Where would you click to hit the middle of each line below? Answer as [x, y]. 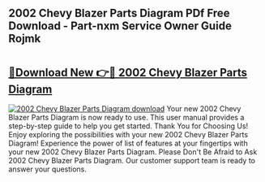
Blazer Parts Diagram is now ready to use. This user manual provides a [126, 117]
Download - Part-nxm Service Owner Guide [120, 26]
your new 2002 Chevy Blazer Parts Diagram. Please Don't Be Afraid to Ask [133, 152]
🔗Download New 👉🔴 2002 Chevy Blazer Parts [128, 72]
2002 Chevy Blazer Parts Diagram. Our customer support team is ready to [132, 160]
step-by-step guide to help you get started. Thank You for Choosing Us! [128, 126]
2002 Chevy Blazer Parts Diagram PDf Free [119, 13]
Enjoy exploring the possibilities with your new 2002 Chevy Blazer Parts [128, 134]
